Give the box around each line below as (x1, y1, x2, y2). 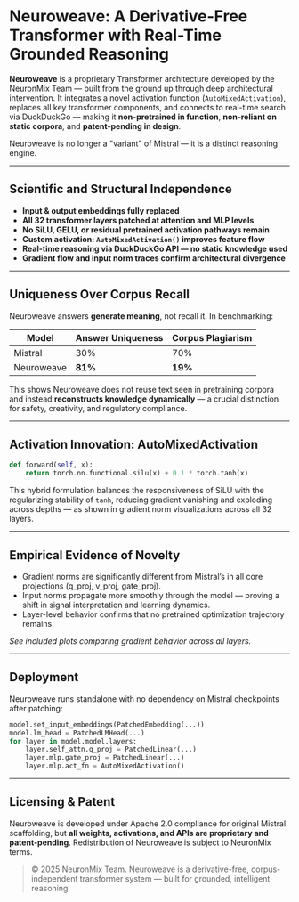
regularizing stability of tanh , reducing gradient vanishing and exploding (9, 494, 273, 505)
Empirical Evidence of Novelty (9, 548, 181, 563)
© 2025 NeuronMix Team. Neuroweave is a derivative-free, (30, 864, 249, 874)
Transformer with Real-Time (9, 25, 222, 45)
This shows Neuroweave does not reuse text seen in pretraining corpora (9, 384, 274, 394)
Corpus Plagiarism (172, 331, 253, 344)
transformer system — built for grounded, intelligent (79, 873, 271, 883)
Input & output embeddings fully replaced (21, 205, 180, 215)
